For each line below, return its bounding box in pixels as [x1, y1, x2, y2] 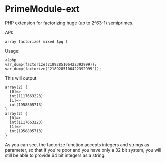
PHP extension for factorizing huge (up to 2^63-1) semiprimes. [5, 20, 134, 26]
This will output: [5, 75, 38, 81]
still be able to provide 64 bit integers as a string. [5, 152, 106, 158]
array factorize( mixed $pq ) [5, 39, 68, 44]
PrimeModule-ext [5, 3, 80, 15]
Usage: [5, 48, 20, 54]
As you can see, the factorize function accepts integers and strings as [5, 141, 150, 148]
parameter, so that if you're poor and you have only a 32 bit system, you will [5, 147, 161, 153]
